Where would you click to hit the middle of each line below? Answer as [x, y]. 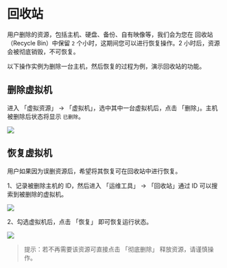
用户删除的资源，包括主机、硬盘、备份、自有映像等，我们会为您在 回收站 [110, 34]
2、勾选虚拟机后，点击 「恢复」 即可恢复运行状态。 [80, 221]
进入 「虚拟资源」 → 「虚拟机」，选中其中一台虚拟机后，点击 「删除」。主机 [112, 108]
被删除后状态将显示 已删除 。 [46, 116]
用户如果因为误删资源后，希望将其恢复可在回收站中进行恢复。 [94, 171]
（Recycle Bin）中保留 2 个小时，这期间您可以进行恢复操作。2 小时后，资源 [114, 43]
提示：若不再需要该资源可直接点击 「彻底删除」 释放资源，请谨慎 [116, 249]
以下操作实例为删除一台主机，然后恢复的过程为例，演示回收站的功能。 [106, 66]
